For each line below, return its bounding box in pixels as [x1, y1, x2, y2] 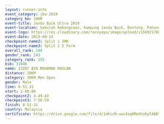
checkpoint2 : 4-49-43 [5, 93, 49, 98]
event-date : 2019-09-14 [5, 35, 54, 40]
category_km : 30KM [5, 16, 42, 21]
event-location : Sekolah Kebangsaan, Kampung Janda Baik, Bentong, [5, 25, 145, 30]
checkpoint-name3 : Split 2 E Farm [5, 43, 76, 48]
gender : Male [5, 80, 32, 84]
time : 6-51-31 [5, 84, 34, 89]
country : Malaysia [5, 107, 42, 112]
